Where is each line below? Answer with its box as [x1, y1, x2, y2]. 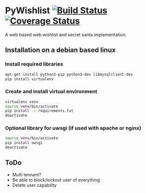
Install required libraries [5, 61, 63, 67]
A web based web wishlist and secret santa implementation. [5, 32, 127, 37]
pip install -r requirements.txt [5, 108, 74, 113]
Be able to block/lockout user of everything [12, 177, 100, 183]
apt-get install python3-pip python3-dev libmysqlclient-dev [5, 72, 133, 77]
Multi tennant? [12, 171, 42, 177]
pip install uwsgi [5, 140, 43, 145]
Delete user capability [12, 182, 57, 188]
